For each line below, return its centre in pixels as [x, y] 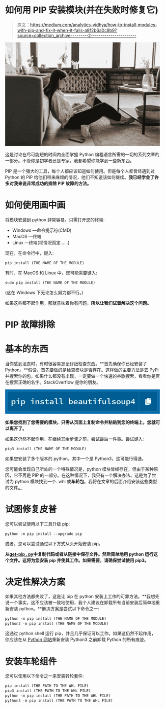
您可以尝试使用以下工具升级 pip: [38, 524]
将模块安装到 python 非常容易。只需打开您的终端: [55, 220]
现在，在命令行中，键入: [29, 253]
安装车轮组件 [31, 661]
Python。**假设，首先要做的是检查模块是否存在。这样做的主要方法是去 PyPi [82, 370]
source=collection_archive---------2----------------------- [77, 35]
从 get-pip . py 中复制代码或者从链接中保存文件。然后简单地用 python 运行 [79, 554]
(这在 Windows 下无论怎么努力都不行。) [44, 293]
